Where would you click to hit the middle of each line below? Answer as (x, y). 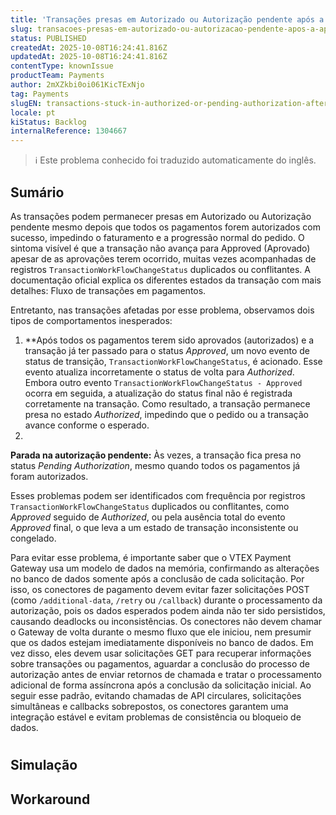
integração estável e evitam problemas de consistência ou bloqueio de (156, 717)
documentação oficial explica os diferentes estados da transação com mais (166, 280)
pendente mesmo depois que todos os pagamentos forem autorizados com (165, 227)
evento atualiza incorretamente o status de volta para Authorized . (159, 372)
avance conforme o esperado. (87, 425)
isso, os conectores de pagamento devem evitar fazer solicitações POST (160, 589)
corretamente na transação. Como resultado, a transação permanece (167, 403)
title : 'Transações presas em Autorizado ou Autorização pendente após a (167, 19)
